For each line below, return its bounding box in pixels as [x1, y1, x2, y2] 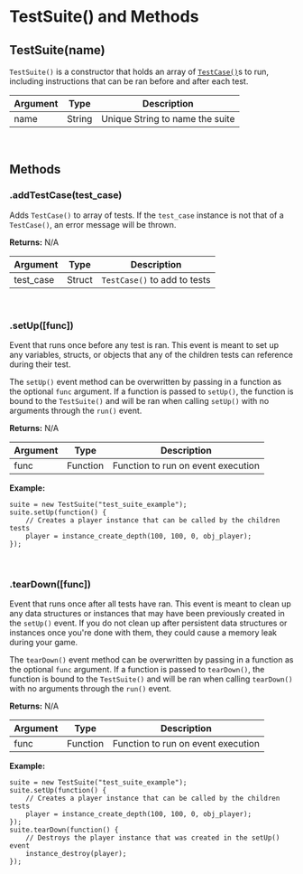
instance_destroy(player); [25, 850, 127, 859]
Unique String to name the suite [100, 113, 235, 125]
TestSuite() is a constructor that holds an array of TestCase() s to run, [9, 66, 269, 77]
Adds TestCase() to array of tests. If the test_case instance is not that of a [9, 210, 284, 221]
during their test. [9, 359, 71, 370]
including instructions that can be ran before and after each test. [9, 76, 249, 87]
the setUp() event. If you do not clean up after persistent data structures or [9, 617, 288, 629]
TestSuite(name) [9, 42, 106, 58]
